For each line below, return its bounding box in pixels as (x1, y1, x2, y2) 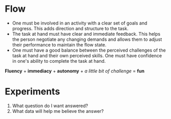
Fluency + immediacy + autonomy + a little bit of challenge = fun (5, 67, 144, 74)
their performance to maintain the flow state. (12, 41, 107, 47)
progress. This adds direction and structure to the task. (12, 25, 129, 31)
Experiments (5, 86, 60, 98)
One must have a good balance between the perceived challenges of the (12, 47, 166, 53)
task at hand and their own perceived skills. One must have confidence (12, 52, 162, 59)
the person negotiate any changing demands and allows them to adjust (12, 36, 162, 42)
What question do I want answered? (12, 103, 88, 109)
